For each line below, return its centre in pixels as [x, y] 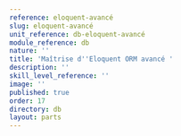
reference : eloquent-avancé [62, 17]
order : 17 [28, 101]
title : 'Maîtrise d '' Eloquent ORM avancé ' [91, 59]
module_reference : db [49, 42]
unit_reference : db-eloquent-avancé [77, 34]
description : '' [39, 68]
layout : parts [36, 117]
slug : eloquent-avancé [51, 26]
